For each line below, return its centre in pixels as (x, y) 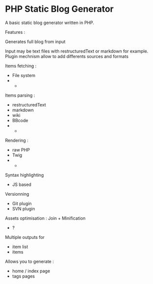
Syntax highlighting (24, 175)
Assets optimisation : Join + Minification (45, 218)
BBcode (20, 120)
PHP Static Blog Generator (59, 9)
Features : (15, 32)
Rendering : (17, 140)
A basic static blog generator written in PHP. (50, 23)
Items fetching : (21, 66)
